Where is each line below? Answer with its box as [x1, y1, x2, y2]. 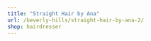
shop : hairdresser [7, 23, 62, 30]
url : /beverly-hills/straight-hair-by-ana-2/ [7, 17, 144, 24]
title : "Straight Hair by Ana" [7, 10, 100, 17]
